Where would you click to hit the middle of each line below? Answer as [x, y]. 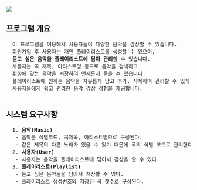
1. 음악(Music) [32, 130]
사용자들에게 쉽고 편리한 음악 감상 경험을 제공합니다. [77, 88]
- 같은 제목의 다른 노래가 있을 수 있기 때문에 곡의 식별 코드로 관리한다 [104, 144]
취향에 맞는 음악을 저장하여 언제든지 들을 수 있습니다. [79, 74]
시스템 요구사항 [32, 114]
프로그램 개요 [28, 29]
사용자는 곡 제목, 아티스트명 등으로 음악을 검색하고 [75, 66]
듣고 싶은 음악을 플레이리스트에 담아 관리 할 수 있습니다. [81, 59]
